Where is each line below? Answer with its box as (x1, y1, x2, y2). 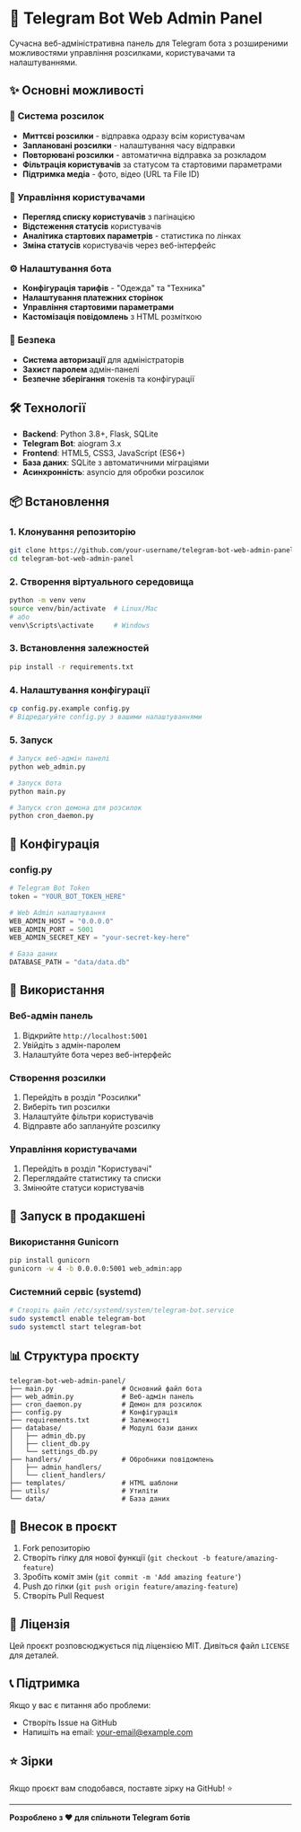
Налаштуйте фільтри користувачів (21, 1111, 154, 1122)
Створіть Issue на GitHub (21, 1717, 118, 1728)
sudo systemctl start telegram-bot (9, 1322, 142, 1332)
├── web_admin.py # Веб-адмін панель (9, 1392, 194, 1402)
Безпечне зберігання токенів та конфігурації (21, 373, 195, 384)
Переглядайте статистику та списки (21, 1173, 161, 1184)
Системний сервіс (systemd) (9, 1285, 142, 1298)
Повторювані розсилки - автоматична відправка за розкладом (21, 149, 267, 160)
